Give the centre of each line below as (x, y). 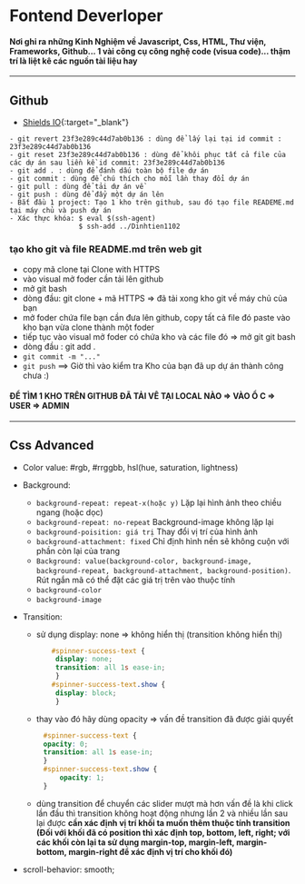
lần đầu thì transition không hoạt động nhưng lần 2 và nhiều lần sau (162, 813)
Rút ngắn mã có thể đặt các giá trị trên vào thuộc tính (136, 580)
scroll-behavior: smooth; (69, 869)
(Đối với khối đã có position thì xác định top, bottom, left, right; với (163, 832)
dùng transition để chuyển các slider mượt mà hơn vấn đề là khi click (164, 803)
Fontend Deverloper (86, 16)
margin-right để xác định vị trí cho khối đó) (150, 851)
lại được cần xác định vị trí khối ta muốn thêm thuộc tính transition (163, 822)
